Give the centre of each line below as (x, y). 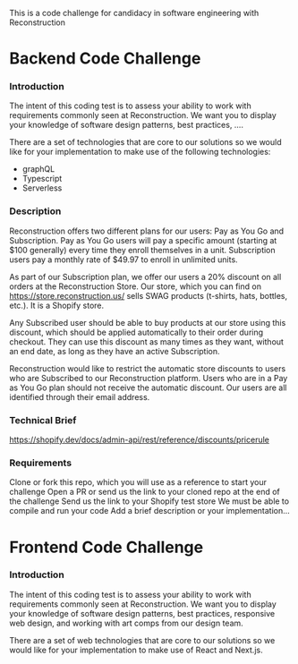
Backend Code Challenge (105, 59)
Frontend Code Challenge (106, 547)
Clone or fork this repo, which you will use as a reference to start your (138, 482)
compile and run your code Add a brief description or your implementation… (150, 511)
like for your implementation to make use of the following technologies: (140, 152)
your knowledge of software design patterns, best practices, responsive (142, 613)
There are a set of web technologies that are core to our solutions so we (142, 640)
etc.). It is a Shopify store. (57, 305)
